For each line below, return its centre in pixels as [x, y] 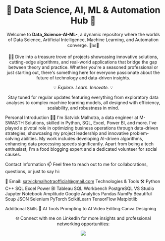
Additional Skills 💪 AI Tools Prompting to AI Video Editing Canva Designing [81, 208]
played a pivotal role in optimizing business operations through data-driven [82, 128]
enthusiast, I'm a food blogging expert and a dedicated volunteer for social [81, 149]
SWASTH [14, 122]
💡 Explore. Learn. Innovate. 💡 [83, 87]
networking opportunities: [83, 224]
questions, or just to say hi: [33, 171]
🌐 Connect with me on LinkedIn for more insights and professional [83, 218]
